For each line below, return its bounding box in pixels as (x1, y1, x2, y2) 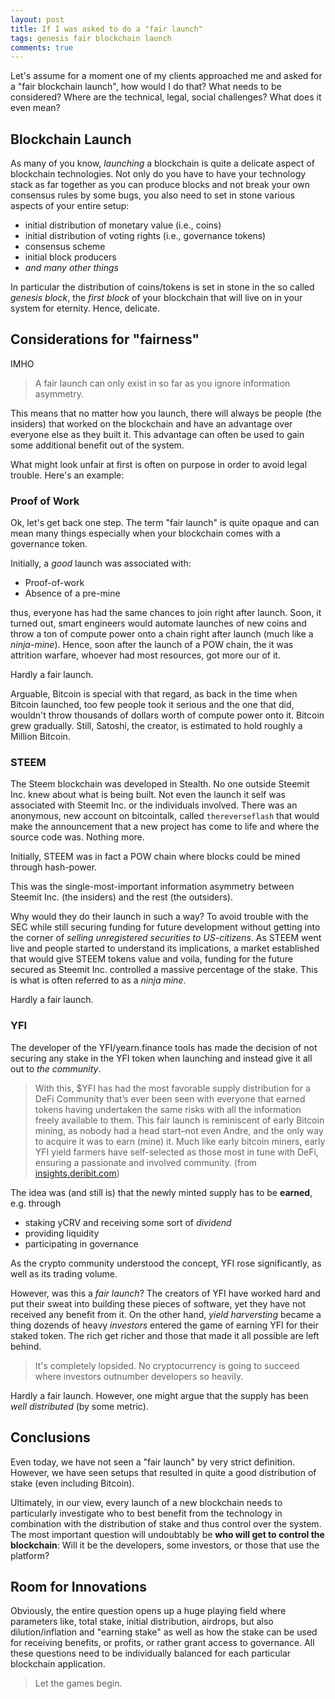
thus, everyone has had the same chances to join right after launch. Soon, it (10, 607, 322, 619)
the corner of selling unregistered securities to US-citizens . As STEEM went (10, 932, 322, 944)
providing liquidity (24, 1227, 100, 1239)
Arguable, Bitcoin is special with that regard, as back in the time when (10, 688, 298, 700)
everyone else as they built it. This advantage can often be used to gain (10, 428, 305, 440)
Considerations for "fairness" (10, 331, 200, 348)
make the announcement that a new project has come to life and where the (10, 821, 320, 833)
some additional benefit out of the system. (10, 439, 185, 451)
